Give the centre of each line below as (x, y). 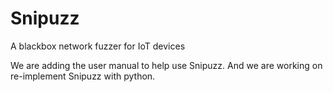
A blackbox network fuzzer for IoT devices (98, 46)
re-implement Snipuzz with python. (83, 76)
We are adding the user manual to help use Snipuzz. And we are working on (166, 65)
